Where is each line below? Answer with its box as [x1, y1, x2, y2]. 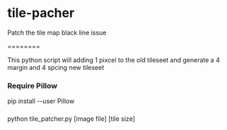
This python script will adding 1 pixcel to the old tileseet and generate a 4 [7, 55, 221, 64]
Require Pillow [7, 81, 58, 90]
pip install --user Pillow [7, 97, 75, 105]
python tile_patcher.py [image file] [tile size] [7, 114, 136, 123]
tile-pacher [7, 5, 75, 21]
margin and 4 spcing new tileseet [7, 63, 105, 71]
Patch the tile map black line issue [7, 28, 107, 37]
